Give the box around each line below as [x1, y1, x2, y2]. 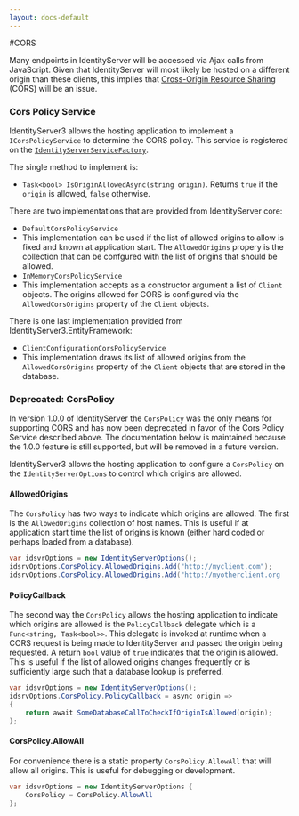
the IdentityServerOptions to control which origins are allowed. [9, 468, 242, 479]
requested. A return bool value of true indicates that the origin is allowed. [9, 647, 279, 658]
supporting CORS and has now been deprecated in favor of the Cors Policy [9, 423, 285, 433]
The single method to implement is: [9, 161, 139, 172]
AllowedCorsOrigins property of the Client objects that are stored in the [21, 361, 286, 372]
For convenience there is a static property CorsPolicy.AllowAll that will [9, 755, 271, 766]
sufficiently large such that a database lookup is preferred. [9, 667, 224, 677]
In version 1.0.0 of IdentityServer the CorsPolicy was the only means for [9, 413, 272, 424]
